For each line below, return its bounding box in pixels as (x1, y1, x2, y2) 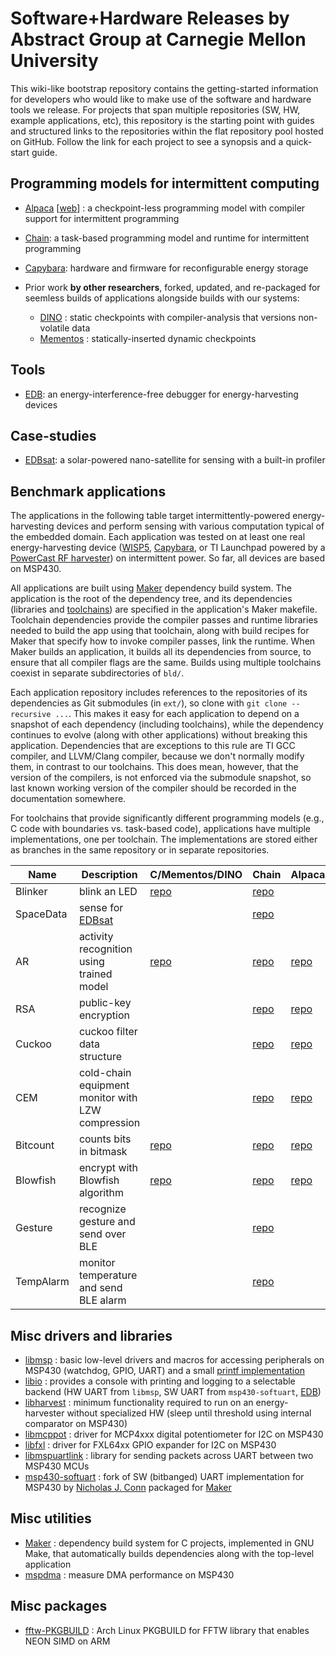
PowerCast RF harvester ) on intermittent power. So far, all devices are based (10, 552, 325, 564)
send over (78, 1227, 127, 1241)
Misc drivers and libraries (10, 1327, 173, 1344)
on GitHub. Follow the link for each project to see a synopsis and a (10, 135, 284, 147)
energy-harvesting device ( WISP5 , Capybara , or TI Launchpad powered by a (10, 542, 326, 554)
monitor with (78, 1091, 138, 1105)
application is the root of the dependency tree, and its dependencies (10, 593, 293, 605)
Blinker (15, 885, 48, 899)
